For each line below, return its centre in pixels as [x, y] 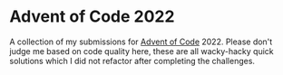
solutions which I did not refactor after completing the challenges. [132, 61]
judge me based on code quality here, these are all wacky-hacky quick [141, 51]
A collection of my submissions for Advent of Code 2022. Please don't [141, 42]
